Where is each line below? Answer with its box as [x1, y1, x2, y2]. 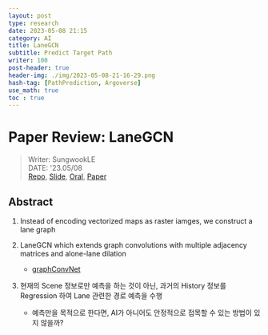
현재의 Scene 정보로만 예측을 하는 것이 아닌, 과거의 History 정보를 [19, 281, 226, 290]
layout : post [8, 11, 52, 20]
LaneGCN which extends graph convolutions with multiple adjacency [19, 240, 248, 249]
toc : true [8, 94, 45, 102]
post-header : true [8, 64, 70, 72]
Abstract [8, 195, 54, 208]
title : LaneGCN [8, 42, 59, 50]
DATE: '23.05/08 [27, 163, 82, 173]
